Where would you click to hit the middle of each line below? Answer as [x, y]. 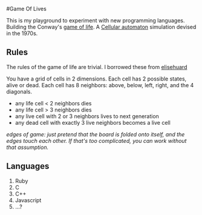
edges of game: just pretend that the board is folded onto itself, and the [96, 134]
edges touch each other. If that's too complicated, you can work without [96, 141]
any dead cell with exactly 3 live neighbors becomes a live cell [93, 122]
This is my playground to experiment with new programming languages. [96, 20]
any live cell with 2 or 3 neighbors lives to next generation [87, 116]
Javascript [28, 200]
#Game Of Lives [26, 9]
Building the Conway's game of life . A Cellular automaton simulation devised [101, 27]
